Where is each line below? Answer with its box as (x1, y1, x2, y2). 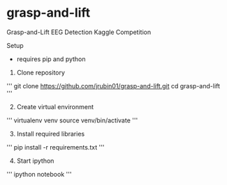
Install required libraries (16, 129, 85, 138)
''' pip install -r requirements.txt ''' (6, 143, 105, 151)
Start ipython (16, 156, 54, 165)
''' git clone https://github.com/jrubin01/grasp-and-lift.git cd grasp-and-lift (6, 81, 221, 90)
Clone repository (16, 68, 66, 77)
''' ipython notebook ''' (6, 170, 72, 178)
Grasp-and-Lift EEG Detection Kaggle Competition (6, 28, 152, 36)
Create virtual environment (16, 102, 94, 111)
